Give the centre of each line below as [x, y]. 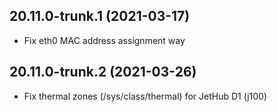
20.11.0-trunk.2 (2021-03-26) [103, 72]
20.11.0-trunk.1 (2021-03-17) [100, 16]
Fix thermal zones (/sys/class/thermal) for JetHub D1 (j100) [145, 96]
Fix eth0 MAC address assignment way [104, 40]
